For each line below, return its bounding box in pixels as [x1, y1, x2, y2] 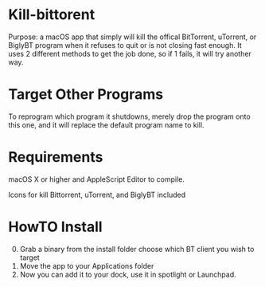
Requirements [8, 148, 103, 167]
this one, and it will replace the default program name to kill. [8, 120, 205, 129]
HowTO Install [8, 218, 103, 236]
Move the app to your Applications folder [19, 261, 154, 270]
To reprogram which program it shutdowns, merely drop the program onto [8, 112, 251, 121]
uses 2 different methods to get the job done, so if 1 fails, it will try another [8, 49, 252, 58]
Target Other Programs [8, 85, 164, 104]
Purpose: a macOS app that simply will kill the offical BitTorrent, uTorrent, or [8, 32, 257, 41]
